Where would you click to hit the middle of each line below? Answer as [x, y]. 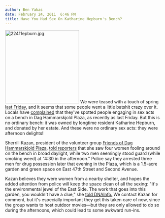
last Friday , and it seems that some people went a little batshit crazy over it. [82, 107]
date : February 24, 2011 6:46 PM [41, 14]
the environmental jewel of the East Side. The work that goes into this [76, 189]
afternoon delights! [24, 133]
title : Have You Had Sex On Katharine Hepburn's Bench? [64, 19]
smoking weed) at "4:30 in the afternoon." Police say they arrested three [79, 159]
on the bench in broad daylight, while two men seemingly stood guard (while [83, 153]
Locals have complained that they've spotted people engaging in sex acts [80, 112]
